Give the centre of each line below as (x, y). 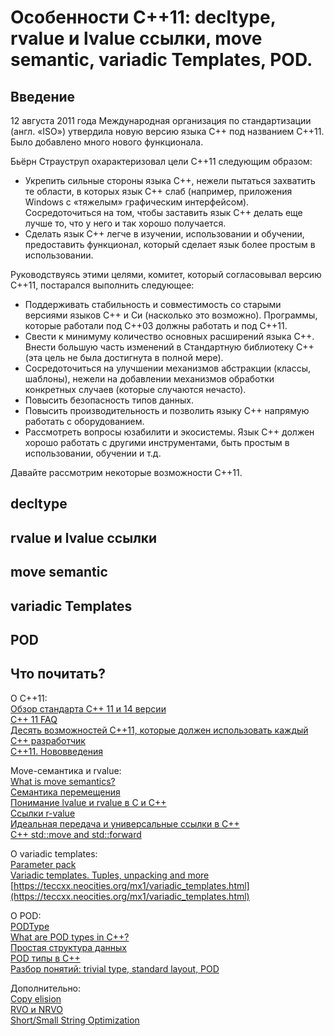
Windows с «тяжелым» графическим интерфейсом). (137, 202)
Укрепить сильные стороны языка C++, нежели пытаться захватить (170, 180)
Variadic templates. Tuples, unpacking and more (110, 875)
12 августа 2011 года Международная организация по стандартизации (161, 120)
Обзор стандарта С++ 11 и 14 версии (88, 708)
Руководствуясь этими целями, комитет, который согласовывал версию (166, 274)
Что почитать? (58, 674)
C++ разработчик (48, 740)
